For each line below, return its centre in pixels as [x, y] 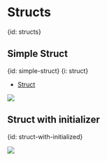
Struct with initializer [53, 120]
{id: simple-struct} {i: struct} [48, 70]
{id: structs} [24, 32]
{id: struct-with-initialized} [45, 136]
